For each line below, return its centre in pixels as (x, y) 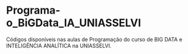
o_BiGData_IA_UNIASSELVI (74, 23)
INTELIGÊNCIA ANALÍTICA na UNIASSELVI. (59, 46)
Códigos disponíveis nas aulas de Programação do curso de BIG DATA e (94, 39)
